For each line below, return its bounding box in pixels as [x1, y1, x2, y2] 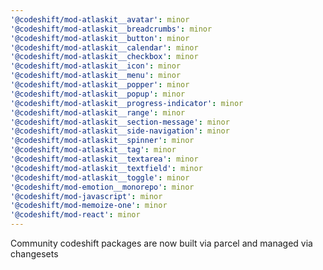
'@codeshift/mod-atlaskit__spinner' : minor [10, 136, 195, 146]
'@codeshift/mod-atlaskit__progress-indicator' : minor [10, 98, 244, 108]
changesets [10, 248, 59, 260]
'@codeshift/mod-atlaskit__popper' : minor [10, 80, 190, 90]
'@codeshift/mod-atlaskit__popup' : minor [10, 89, 186, 99]
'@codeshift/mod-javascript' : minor [10, 191, 163, 201]
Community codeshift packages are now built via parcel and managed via [10, 237, 313, 249]
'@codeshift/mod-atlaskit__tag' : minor [10, 145, 177, 155]
